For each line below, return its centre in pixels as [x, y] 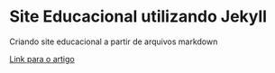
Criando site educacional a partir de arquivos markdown [114, 41]
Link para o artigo [42, 59]
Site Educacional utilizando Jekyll [138, 17]
